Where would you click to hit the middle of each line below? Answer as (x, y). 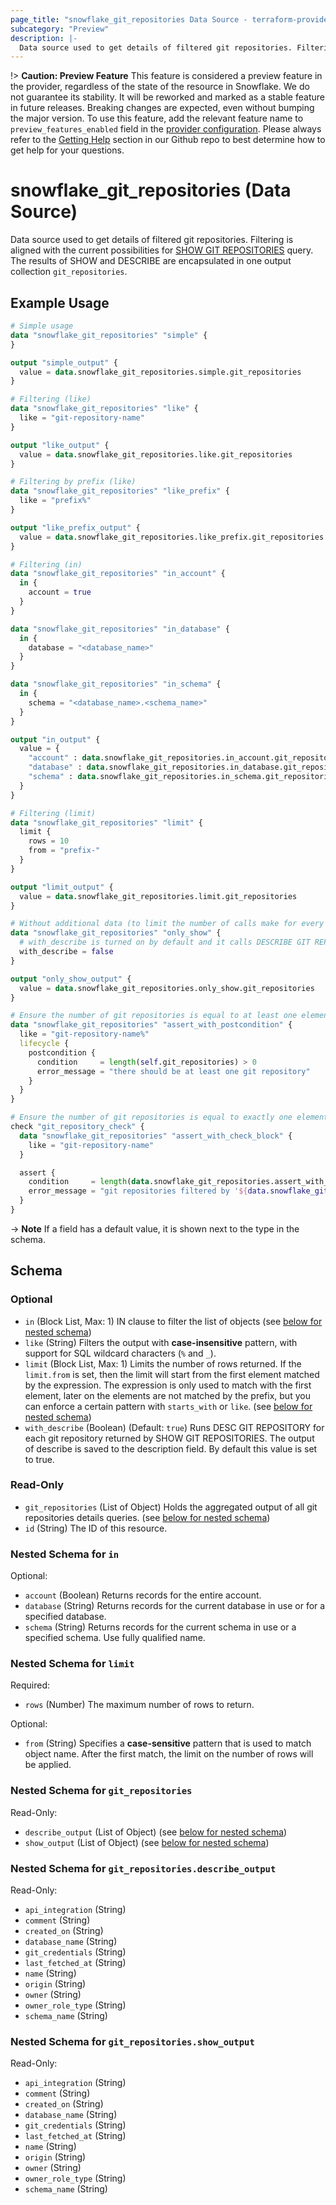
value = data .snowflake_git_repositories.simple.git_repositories (160, 372)
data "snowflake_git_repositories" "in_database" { (120, 629)
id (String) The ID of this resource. (96, 1528)
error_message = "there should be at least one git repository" (173, 1071)
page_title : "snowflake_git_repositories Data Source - (129, 19)
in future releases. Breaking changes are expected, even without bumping (162, 108)
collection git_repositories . (69, 272)
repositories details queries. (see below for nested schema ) (147, 1517)
